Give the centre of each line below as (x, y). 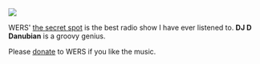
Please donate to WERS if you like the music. (82, 52)
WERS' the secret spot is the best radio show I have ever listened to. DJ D (130, 28)
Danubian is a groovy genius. (57, 36)
